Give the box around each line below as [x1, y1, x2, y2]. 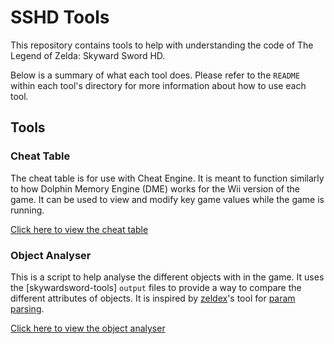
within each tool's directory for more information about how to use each [10, 79, 307, 91]
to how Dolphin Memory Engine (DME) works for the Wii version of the [10, 182, 300, 195]
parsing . [10, 302, 45, 315]
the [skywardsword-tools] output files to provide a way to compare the [10, 281, 302, 293]
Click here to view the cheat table [10, 223, 149, 235]
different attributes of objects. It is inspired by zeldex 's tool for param [10, 292, 296, 304]
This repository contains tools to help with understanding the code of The [10, 39, 314, 51]
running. [10, 204, 45, 216]
